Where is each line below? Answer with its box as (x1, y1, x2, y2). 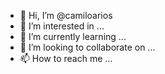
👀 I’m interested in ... (19, 20, 105, 32)
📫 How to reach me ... (19, 53, 113, 64)
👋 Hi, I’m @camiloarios (19, 10, 113, 21)
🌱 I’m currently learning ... (19, 31, 127, 42)
